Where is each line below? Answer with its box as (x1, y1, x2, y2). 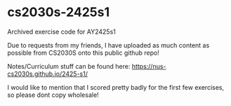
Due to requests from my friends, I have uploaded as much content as (7, 41, 210, 49)
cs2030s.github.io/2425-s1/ (7, 69, 88, 78)
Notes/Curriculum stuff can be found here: (7, 62, 131, 70)
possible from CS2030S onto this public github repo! (7, 48, 159, 57)
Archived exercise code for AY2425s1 (7, 27, 116, 36)
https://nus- (131, 62, 166, 70)
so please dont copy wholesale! (7, 91, 100, 99)
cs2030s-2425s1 (7, 4, 110, 20)
